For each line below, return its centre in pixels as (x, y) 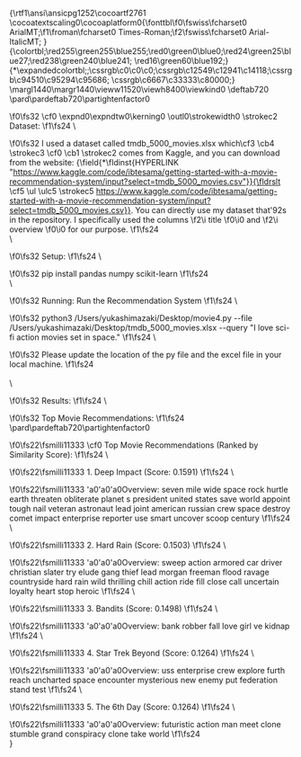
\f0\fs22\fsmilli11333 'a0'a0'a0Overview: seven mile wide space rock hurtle (149, 490)
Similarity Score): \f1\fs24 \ (59, 454)
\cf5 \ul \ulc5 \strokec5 (52, 191)
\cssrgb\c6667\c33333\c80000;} (173, 80)
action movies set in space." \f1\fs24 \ (86, 337)
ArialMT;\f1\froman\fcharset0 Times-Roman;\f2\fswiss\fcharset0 (128, 32)
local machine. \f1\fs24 (52, 364)
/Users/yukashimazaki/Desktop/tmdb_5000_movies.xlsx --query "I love (142, 328)
